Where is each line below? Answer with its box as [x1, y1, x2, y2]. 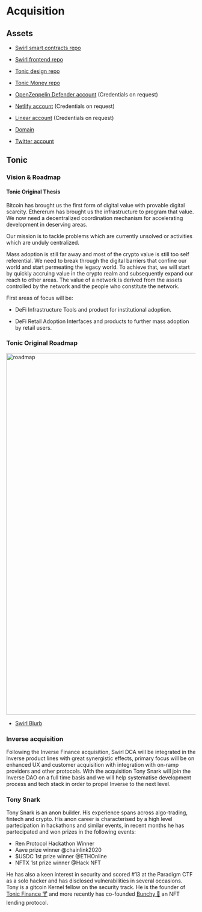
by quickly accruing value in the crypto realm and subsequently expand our [6, 269, 194, 277]
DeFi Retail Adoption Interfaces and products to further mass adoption [14, 318, 189, 325]
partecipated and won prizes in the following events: [6, 828, 136, 835]
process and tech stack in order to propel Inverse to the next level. [6, 781, 171, 788]
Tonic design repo [14, 68, 60, 75]
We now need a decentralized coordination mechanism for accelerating [6, 214, 183, 221]
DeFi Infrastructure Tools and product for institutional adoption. [14, 306, 172, 313]
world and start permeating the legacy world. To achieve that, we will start [6, 263, 190, 271]
